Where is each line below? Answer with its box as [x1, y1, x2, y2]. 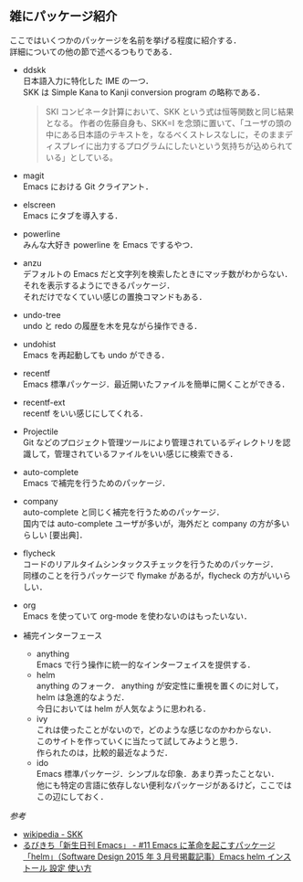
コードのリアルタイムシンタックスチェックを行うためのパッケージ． [22, 558, 278, 569]
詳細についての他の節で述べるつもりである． [9, 46, 177, 57]
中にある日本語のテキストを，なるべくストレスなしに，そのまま [45, 129, 286, 140]
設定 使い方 [48, 862, 92, 873]
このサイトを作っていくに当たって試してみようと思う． [36, 735, 244, 747]
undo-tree [22, 309, 61, 320]
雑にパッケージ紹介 [9, 8, 118, 25]
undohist [22, 338, 57, 349]
